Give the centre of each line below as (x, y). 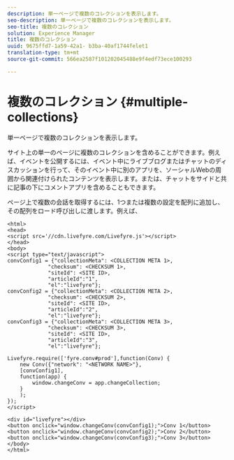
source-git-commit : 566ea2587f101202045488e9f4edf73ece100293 (100, 59)
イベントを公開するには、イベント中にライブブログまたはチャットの (117, 161)
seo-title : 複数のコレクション (48, 27)
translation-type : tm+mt (43, 53)
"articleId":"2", (73, 309)
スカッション (25, 170)
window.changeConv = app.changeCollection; (96, 383)
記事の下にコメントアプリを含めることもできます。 (86, 187)
